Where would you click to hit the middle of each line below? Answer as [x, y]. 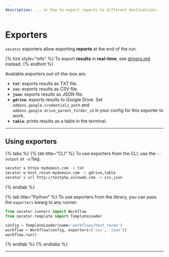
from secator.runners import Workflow [46, 212]
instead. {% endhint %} [29, 64]
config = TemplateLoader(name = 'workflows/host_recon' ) [64, 225]
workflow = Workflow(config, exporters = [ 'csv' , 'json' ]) [66, 230]
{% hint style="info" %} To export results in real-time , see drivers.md [78, 58]
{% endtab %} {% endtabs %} [36, 244]
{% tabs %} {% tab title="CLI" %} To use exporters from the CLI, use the [80, 154]
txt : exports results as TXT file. [45, 83]
